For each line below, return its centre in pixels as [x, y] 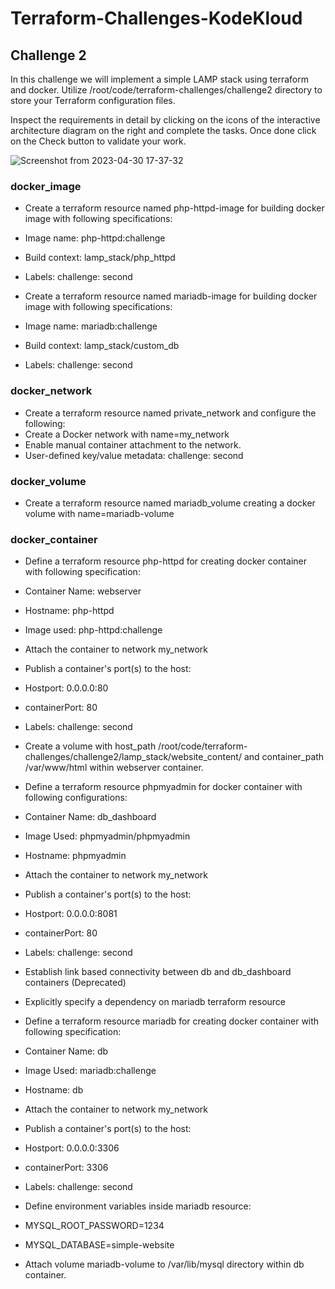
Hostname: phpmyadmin [75, 856]
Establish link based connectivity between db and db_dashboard [158, 972]
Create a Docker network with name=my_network [127, 434]
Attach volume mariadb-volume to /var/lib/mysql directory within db [164, 1264]
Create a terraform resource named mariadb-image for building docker [171, 296]
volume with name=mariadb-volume [99, 513]
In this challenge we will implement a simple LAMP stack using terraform [159, 79]
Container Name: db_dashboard [90, 817]
